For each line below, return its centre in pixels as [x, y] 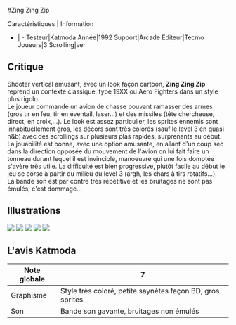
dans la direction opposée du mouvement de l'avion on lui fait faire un [108, 151]
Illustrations [34, 211]
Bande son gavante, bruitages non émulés [130, 311]
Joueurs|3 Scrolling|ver [51, 45]
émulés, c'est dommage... [45, 189]
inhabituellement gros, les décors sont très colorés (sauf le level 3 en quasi [116, 129]
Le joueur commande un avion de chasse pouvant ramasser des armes [110, 106]
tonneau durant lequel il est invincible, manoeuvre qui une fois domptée [111, 158]
